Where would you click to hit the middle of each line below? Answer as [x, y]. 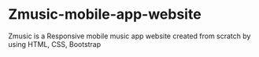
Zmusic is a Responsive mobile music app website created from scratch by [129, 36]
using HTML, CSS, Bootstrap [55, 44]
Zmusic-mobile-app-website [105, 14]
